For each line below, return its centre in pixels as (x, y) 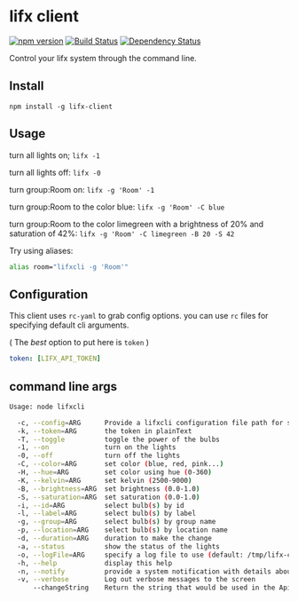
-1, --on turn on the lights (97, 447)
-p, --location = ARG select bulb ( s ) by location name (122, 530)
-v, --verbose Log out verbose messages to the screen (136, 580)
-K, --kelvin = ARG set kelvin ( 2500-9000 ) (105, 480)
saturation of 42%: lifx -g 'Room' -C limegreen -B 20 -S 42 (122, 233)
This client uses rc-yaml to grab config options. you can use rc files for (139, 316)
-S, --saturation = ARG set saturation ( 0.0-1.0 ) (109, 497)
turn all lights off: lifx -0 (55, 172)
